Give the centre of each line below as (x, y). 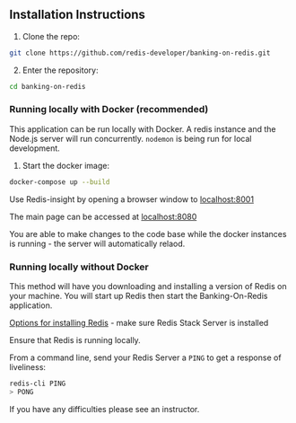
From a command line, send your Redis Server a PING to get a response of (145, 357)
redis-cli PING (38, 384)
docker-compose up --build (60, 182)
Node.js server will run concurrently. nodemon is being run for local (131, 138)
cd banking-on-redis (48, 86)
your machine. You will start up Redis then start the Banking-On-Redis (139, 296)
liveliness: (28, 367)
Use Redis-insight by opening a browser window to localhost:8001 (131, 199)
